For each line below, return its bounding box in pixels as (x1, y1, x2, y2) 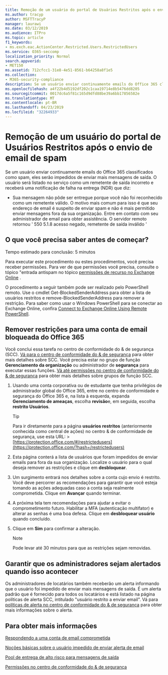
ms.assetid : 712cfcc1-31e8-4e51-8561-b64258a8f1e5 (5, 68, 113, 73)
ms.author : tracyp (5, 12, 43, 17)
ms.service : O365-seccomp (5, 49, 59, 54)
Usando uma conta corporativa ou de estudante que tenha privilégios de (12, 382, 162, 388)
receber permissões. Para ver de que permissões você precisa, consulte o (5, 263, 159, 270)
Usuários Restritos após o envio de (5, 142, 153, 153)
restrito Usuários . (12, 403, 50, 410)
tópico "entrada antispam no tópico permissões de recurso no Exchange (5, 269, 155, 275)
